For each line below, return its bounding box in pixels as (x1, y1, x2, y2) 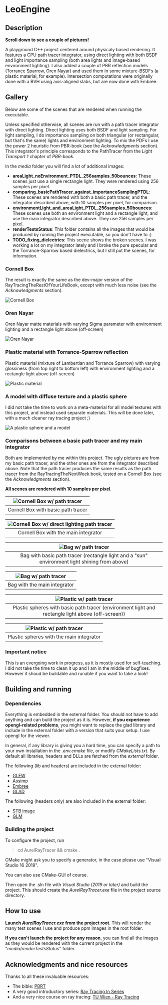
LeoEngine (5, 4, 50, 15)
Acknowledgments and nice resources (5, 960, 128, 969)
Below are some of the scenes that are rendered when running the (5, 106, 142, 112)
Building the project (5, 826, 54, 833)
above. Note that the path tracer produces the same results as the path (5, 466, 151, 472)
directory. (5, 892, 25, 898)
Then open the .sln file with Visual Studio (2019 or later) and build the (5, 882, 148, 888)
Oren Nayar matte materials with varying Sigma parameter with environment (5, 321, 162, 327)
